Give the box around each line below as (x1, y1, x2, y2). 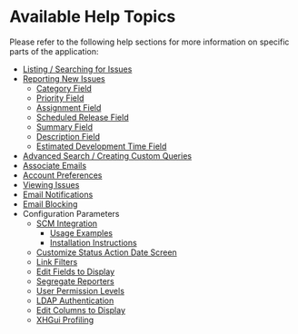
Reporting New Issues (22, 73, 106, 83)
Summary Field (35, 121, 94, 133)
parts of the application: (9, 45, 99, 56)
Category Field (35, 83, 93, 93)
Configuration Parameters (22, 208, 120, 219)
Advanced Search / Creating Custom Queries (22, 150, 193, 161)
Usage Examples (49, 227, 114, 238)
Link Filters (35, 256, 78, 267)
